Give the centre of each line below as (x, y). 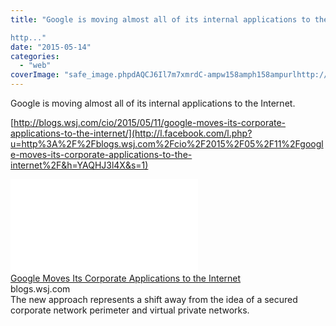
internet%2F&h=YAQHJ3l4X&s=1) (79, 165)
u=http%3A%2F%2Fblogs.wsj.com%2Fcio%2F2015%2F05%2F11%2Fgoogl (167, 144)
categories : (35, 56)
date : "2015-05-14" (51, 47)
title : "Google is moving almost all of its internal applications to (160, 19)
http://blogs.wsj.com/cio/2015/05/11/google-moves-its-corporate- (150, 122)
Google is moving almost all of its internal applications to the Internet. (153, 103)
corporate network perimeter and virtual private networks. (130, 310)
